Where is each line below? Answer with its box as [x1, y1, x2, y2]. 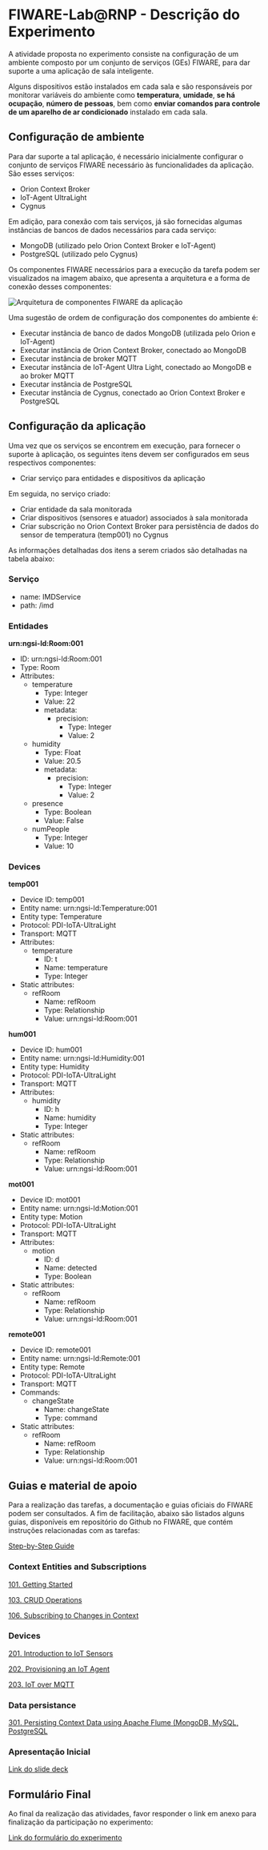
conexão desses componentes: [8, 282, 112, 291]
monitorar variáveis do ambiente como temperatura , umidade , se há [8, 90, 236, 99]
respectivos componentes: [8, 458, 96, 468]
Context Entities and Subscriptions [8, 1561, 147, 1572]
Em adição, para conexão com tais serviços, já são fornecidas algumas [8, 216, 242, 226]
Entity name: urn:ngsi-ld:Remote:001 [19, 1354, 141, 1363]
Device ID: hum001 [19, 1045, 82, 1054]
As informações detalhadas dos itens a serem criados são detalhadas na [8, 545, 248, 555]
